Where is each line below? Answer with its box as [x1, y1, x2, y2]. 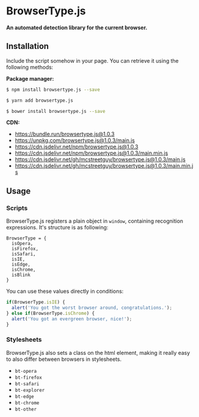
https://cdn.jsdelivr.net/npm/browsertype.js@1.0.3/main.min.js [14, 149, 169, 157]
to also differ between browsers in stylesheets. [6, 355, 122, 363]
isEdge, [11, 262, 31, 268]
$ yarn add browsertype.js [6, 97, 74, 103]
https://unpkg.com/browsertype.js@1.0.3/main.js [14, 137, 135, 144]
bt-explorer [14, 387, 45, 393]
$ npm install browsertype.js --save [6, 87, 100, 93]
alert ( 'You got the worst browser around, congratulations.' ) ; [11, 305, 172, 311]
